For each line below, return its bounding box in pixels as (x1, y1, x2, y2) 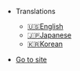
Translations (15, 7, 56, 16)
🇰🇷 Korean (27, 39, 64, 48)
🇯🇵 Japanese (27, 30, 72, 40)
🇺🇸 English (27, 22, 64, 30)
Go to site (15, 55, 47, 64)
